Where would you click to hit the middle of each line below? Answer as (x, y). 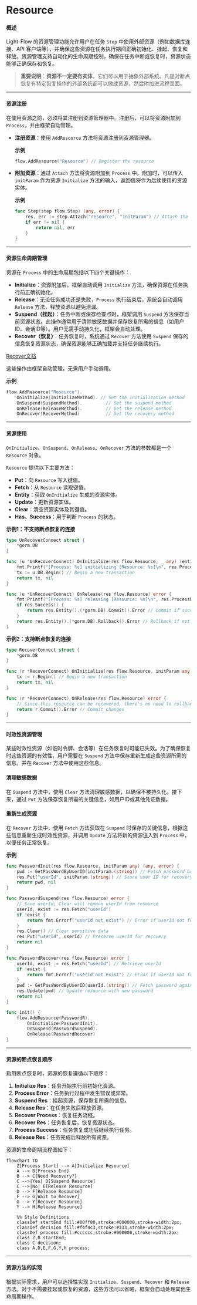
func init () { (23, 1012)
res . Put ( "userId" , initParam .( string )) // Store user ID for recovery (105, 877)
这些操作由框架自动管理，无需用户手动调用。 (60, 368)
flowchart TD (22, 1161)
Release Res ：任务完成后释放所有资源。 (63, 1137)
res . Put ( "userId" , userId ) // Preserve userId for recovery (91, 937)
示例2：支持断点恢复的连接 (39, 639)
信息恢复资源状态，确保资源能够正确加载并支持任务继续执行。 (89, 343)
